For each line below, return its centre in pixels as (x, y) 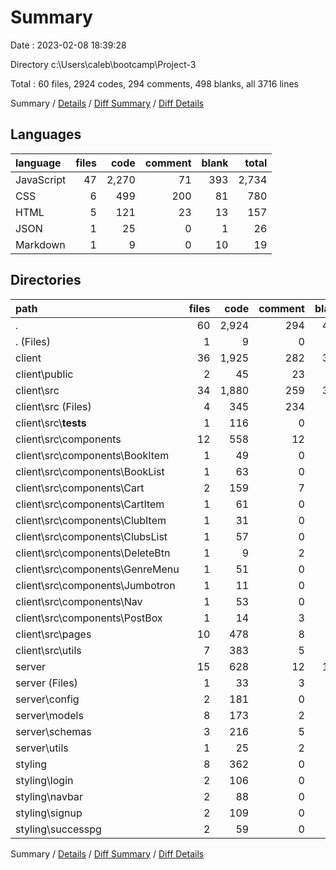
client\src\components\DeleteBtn (93, 553)
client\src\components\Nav (79, 601)
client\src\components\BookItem (92, 455)
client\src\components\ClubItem (91, 520)
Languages (46, 134)
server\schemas (53, 731)
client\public (44, 374)
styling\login (44, 780)
